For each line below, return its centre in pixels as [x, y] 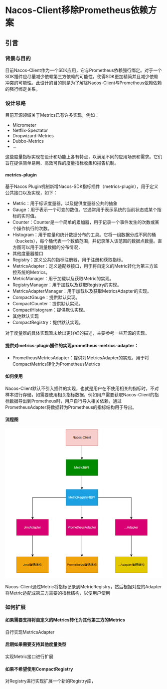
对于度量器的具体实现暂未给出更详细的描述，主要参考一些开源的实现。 [77, 333]
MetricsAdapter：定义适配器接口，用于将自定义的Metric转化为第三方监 [85, 266]
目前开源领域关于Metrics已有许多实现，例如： [52, 115]
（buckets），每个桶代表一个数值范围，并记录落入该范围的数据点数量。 [85, 241]
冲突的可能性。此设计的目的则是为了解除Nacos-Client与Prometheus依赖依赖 [83, 83]
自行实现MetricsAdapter [30, 632]
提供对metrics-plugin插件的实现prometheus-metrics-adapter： [72, 345]
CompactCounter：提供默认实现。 [48, 304]
